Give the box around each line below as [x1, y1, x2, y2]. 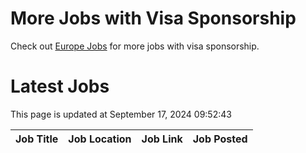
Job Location [68, 132, 132, 146]
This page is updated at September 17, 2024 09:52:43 [10, 108, 232, 120]
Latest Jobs [10, 75, 110, 98]
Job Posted [192, 132, 248, 146]
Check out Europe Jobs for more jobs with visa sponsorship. [10, 40, 260, 52]
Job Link [141, 132, 183, 146]
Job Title [15, 132, 59, 146]
